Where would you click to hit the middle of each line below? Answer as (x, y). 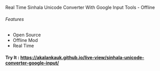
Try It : (12, 57)
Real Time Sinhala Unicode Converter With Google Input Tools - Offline (80, 7)
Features (15, 19)
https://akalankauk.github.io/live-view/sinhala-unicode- (82, 57)
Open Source (27, 35)
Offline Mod (25, 40)
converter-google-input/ (32, 63)
